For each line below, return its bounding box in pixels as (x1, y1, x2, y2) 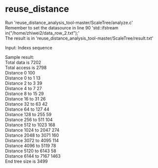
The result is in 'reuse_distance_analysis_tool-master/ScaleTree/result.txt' (5, 35, 154, 41)
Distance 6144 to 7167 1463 (5, 153, 61, 159)
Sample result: (5, 54, 34, 60)
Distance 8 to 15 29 (5, 91, 44, 96)
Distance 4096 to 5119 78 (5, 143, 56, 148)
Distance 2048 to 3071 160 (5, 132, 59, 138)
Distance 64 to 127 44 (5, 106, 50, 112)
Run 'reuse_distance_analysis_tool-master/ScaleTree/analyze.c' (5, 20, 133, 25)
